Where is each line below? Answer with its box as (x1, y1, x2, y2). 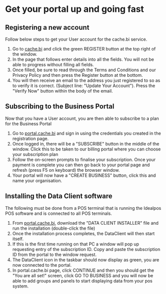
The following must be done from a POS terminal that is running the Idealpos (5, 205, 162, 211)
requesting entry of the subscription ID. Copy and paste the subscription (12, 246, 161, 252)
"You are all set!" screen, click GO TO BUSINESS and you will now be (12, 272, 154, 278)
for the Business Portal (5, 120, 52, 127)
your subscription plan (12, 151, 58, 157)
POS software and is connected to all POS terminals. (5, 210, 112, 216)
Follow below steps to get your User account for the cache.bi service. (5, 36, 148, 42)
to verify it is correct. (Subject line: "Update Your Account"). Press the (12, 83, 156, 89)
